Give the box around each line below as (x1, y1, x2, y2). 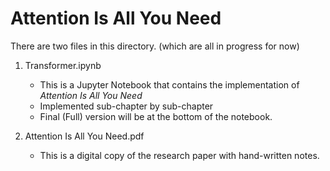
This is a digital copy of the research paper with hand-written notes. (39, 149, 320, 161)
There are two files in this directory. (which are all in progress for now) (10, 40, 300, 52)
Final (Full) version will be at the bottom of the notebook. (39, 110, 273, 122)
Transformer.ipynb (24, 59, 102, 71)
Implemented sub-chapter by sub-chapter (39, 100, 214, 112)
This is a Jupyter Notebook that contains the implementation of (39, 78, 300, 91)
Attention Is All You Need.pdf (24, 130, 145, 142)
